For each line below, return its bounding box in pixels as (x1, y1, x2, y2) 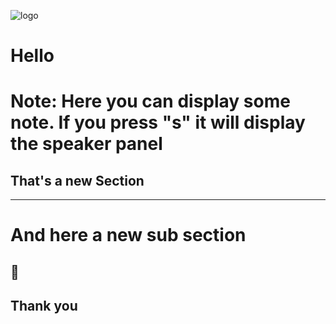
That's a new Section (10, 172, 145, 189)
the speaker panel (10, 133, 163, 155)
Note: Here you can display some (10, 90, 291, 113)
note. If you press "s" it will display (10, 111, 306, 134)
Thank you (10, 298, 78, 315)
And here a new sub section (10, 224, 247, 247)
